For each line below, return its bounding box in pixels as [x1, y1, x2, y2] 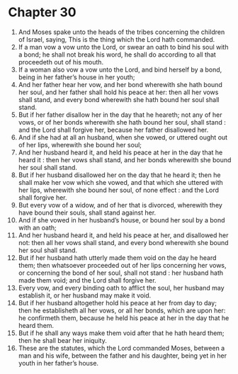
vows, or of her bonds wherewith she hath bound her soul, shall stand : [18, 118, 226, 126]
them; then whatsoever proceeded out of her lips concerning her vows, [18, 261, 227, 269]
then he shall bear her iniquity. [18, 336, 107, 344]
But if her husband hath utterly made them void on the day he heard [18, 253, 217, 262]
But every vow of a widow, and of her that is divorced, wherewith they [18, 200, 222, 209]
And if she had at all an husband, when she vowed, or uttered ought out [18, 132, 228, 142]
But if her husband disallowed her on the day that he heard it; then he [18, 171, 221, 179]
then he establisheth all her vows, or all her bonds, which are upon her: [18, 306, 226, 314]
